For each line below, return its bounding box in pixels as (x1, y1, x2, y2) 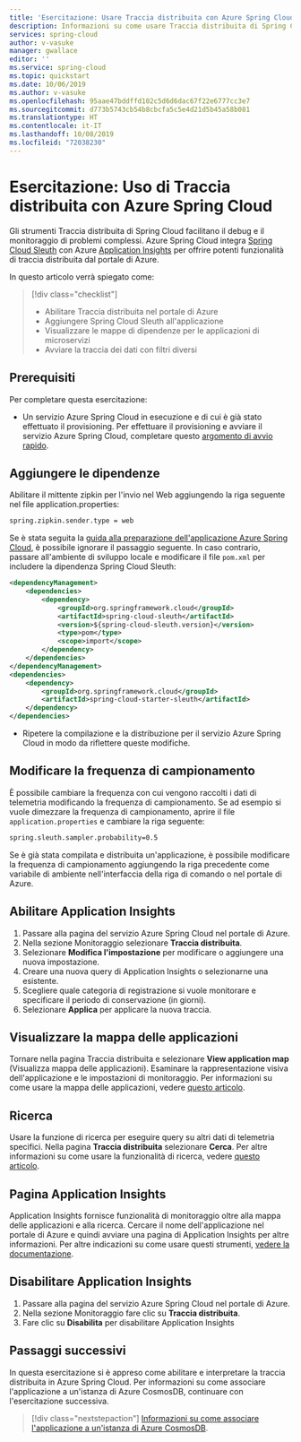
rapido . (21, 440, 49, 451)
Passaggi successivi (9, 1343, 127, 1359)
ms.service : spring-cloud (9, 64, 106, 73)
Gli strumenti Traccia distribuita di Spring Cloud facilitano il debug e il (9, 225, 264, 236)
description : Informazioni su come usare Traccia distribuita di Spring (9, 22, 287, 30)
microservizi (44, 334, 91, 345)
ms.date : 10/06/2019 (9, 80, 87, 89)
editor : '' (9, 55, 50, 64)
